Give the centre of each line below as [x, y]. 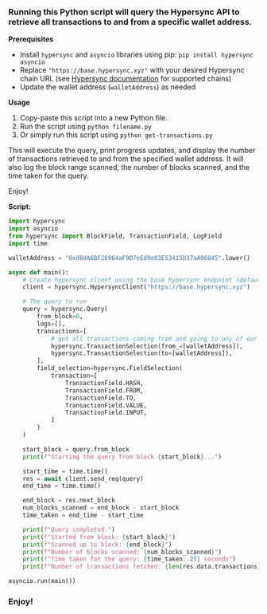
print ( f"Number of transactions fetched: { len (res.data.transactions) [142, 567]
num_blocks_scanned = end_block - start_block [101, 508]
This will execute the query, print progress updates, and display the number [132, 151]
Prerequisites [31, 39]
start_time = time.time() [66, 471]
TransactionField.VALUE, [106, 405]
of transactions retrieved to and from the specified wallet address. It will [126, 159]
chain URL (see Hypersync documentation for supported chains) [126, 79]
